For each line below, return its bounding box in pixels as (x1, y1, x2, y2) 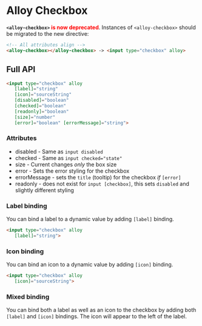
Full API (6, 64, 36, 75)
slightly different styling (15, 186, 75, 194)
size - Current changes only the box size (15, 161, 117, 168)
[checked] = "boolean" (14, 103, 67, 109)
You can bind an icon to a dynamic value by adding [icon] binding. (6, 261, 173, 268)
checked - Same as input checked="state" (15, 154, 123, 161)
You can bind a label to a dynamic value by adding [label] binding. (6, 216, 174, 223)
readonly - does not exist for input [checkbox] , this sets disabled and (15, 180, 190, 187)
